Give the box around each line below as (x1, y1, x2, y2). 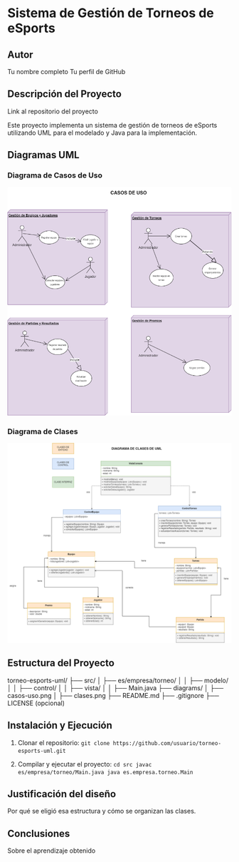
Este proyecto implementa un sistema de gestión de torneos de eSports (7, 120, 218, 129)
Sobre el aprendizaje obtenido (7, 846, 96, 855)
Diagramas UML (7, 149, 80, 161)
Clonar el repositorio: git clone (17, 738, 110, 746)
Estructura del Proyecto (7, 657, 115, 669)
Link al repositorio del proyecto (7, 107, 98, 116)
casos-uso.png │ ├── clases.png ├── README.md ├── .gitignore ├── (7, 691, 219, 699)
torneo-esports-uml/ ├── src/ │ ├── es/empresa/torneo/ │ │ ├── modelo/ (7, 676, 229, 684)
